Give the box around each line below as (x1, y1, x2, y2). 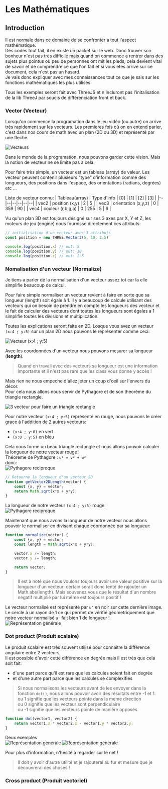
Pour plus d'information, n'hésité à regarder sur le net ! (5, 750, 119, 756)
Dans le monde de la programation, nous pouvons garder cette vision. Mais (5, 154, 160, 160)
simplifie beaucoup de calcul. (5, 282, 66, 288)
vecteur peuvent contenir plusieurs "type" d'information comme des (5, 174, 146, 180)
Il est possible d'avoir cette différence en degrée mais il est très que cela (5, 655, 155, 661)
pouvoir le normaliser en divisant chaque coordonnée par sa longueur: (5, 523, 151, 529)
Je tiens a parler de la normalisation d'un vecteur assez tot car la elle (5, 276, 148, 282)
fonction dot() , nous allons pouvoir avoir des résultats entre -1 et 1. (17, 690, 156, 697)
